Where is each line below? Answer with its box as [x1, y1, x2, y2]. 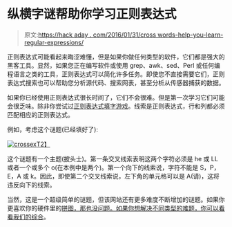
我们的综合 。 [13, 212, 50, 221]
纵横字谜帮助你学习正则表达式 [7, 6, 177, 22]
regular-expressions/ [23, 38, 84, 46]
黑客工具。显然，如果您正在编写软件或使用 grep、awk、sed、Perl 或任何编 [7, 61, 221, 69]
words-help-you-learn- [157, 30, 224, 39]
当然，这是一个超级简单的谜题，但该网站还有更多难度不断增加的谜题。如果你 [7, 195, 225, 203]
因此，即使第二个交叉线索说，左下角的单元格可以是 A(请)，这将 [39, 172, 220, 180]
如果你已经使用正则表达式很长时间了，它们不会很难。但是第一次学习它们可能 [7, 93, 225, 101]
